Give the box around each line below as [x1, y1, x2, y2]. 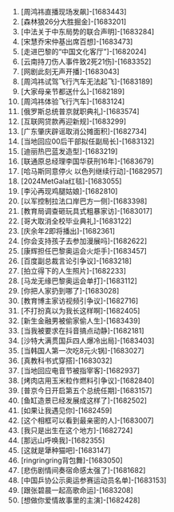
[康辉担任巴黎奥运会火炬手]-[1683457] [20, 246, 147, 255]
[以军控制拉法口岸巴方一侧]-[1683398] [20, 196, 148, 206]
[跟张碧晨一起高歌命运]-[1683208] [20, 486, 134, 494]
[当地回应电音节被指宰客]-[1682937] [20, 366, 140, 375]
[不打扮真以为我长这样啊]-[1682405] [20, 306, 140, 315]
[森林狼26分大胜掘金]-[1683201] [20, 17, 127, 26]
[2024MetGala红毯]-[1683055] [20, 176, 122, 186]
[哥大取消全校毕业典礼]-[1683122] [20, 216, 132, 226]
